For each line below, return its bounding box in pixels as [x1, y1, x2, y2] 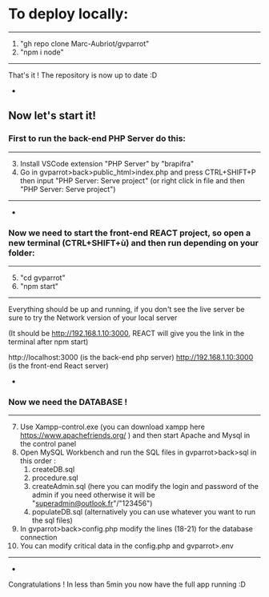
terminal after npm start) [8, 337, 89, 347]
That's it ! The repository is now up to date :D [8, 70, 158, 80]
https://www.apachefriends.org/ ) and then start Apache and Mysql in [19, 431, 251, 440]
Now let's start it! [8, 109, 96, 122]
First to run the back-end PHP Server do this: [8, 133, 187, 144]
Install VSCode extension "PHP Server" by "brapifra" [19, 158, 195, 168]
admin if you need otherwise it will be [31, 490, 156, 500]
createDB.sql [31, 465, 75, 475]
